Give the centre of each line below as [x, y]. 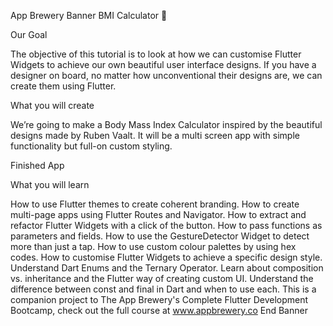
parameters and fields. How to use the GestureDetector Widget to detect [160, 236]
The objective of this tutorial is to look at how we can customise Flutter [156, 54]
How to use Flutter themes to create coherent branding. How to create [155, 204]
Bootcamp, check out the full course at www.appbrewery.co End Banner [159, 310]
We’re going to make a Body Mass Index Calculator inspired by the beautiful [166, 124]
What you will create [52, 105]
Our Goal [29, 34]
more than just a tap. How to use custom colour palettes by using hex [153, 246]
